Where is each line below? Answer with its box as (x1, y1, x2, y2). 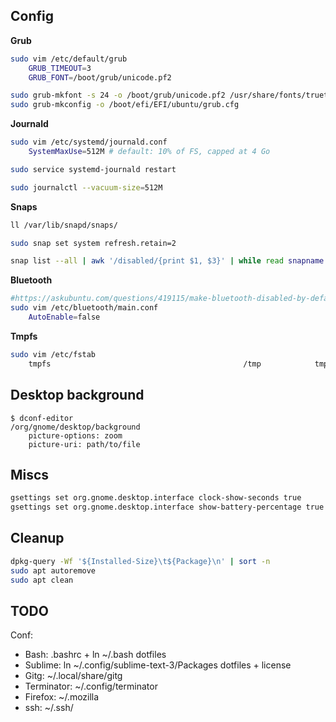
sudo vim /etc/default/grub (10, 54, 128, 64)
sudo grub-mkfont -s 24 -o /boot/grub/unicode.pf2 (10, 90, 226, 101)
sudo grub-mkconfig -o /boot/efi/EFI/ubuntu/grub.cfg (10, 100, 240, 110)
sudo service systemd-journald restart (10, 164, 177, 174)
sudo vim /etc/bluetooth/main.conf (10, 303, 159, 313)
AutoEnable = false (28, 312, 101, 323)
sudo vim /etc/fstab (10, 349, 97, 359)
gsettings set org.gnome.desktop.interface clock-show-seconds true (10, 493, 302, 503)
